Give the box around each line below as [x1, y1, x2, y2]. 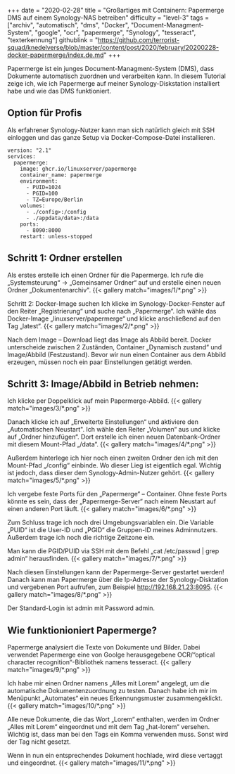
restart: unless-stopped [20, 233, 93, 240]
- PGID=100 [25, 190, 58, 197]
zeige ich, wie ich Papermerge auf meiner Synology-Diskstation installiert [7, 79, 220, 87]
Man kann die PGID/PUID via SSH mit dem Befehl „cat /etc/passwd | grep [7, 547, 220, 555]
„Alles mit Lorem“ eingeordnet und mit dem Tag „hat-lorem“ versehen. [7, 723, 210, 731]
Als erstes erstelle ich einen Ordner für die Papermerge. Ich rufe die [7, 271, 204, 279]
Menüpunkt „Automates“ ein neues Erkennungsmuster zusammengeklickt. [7, 694, 223, 702]
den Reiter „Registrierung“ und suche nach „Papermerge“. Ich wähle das [7, 307, 217, 315]
